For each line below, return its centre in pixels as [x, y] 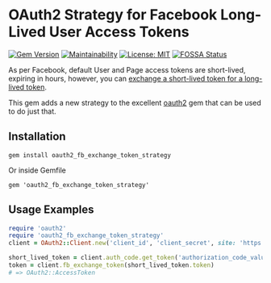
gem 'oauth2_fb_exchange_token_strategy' [79, 185]
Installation [37, 137]
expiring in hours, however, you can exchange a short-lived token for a [126, 78]
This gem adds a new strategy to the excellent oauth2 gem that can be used [135, 102]
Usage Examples [51, 210]
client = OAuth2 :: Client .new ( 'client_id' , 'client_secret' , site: [122, 243]
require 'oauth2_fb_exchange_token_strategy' [86, 235]
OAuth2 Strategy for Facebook [113, 15]
